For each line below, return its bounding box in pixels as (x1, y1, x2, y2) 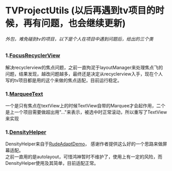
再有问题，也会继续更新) (23, 17, 126, 29)
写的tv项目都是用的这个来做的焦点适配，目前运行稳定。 (5, 77, 122, 83)
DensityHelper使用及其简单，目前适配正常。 (5, 160, 99, 166)
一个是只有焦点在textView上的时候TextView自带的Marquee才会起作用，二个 (5, 103, 166, 109)
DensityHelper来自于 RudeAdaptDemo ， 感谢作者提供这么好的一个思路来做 (5, 141, 163, 147)
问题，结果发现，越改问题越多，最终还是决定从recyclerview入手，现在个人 (5, 70, 163, 77)
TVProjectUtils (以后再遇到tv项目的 (5, 5, 156, 16)
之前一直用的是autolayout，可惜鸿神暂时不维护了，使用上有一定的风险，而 (5, 154, 163, 160)
